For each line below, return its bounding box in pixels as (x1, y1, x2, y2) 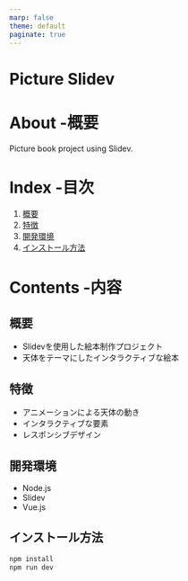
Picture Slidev (9, 68, 115, 89)
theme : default (9, 22, 66, 31)
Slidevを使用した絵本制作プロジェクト (21, 341, 163, 352)
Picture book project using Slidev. (9, 143, 133, 154)
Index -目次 (9, 177, 95, 198)
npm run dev (9, 563, 54, 572)
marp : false (9, 13, 54, 22)
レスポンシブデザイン (21, 429, 101, 441)
